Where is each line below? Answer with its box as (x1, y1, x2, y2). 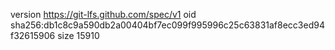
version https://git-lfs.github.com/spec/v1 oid (10, 9, 197, 20)
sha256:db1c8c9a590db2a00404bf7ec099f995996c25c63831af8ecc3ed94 (10, 19, 325, 31)
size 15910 (57, 30, 100, 41)
